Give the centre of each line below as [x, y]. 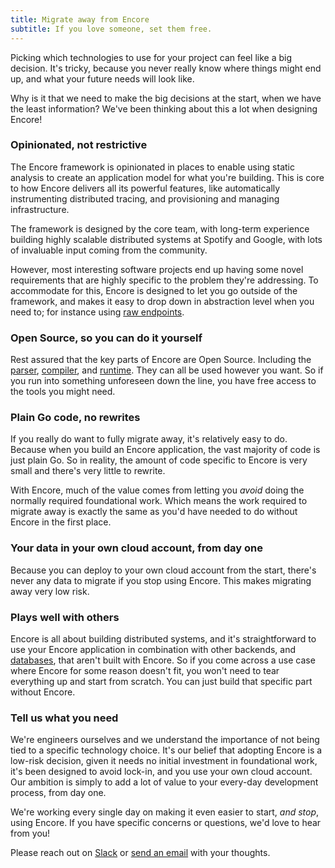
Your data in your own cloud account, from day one [137, 548]
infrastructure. [40, 209]
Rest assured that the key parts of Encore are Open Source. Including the [161, 360]
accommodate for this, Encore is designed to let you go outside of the [154, 290]
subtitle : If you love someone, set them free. [111, 29]
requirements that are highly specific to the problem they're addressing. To [164, 280]
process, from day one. [58, 793]
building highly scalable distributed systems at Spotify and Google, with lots [166, 239]
